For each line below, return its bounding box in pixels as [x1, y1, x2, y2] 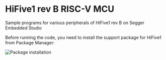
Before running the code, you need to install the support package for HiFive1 [5, 34, 162, 40]
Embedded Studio [5, 25, 42, 30]
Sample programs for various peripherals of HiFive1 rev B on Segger [5, 20, 145, 26]
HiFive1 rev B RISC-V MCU [5, 3, 114, 15]
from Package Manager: [5, 39, 55, 45]
